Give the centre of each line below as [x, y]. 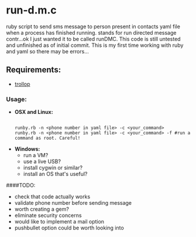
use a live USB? [42, 161]
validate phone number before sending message [73, 203]
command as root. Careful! [47, 138]
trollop [22, 84]
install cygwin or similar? [53, 168]
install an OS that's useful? [55, 174]
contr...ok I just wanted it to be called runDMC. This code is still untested [93, 39]
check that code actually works [52, 197]
